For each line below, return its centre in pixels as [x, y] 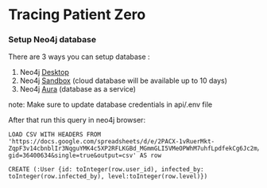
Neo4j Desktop [44, 72]
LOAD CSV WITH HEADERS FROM [55, 135]
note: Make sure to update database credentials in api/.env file [110, 104]
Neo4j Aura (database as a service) [78, 89]
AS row [150, 156]
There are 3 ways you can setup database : [79, 57]
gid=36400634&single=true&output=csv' [72, 156]
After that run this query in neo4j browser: [77, 120]
